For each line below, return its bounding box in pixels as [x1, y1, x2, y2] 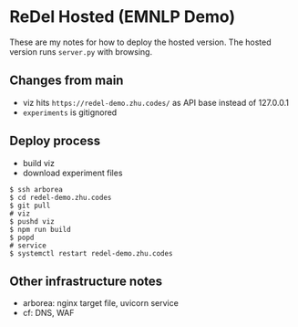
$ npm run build [9, 225, 71, 234]
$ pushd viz [9, 216, 55, 226]
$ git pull [9, 201, 51, 210]
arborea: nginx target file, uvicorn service [22, 298, 180, 309]
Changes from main [9, 73, 124, 89]
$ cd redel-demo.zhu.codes [9, 193, 112, 202]
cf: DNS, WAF [22, 308, 75, 319]
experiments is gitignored [22, 107, 118, 118]
